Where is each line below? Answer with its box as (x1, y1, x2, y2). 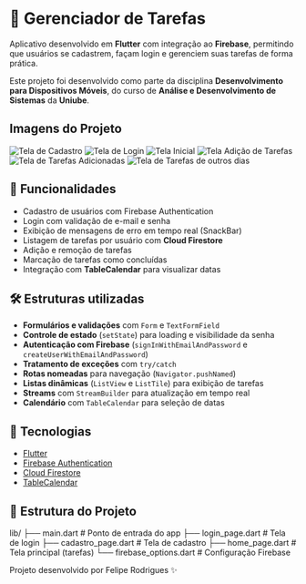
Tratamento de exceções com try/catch (22, 359, 177, 370)
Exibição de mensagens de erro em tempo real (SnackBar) (22, 225, 243, 236)
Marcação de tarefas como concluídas (22, 254, 168, 265)
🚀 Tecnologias (9, 424, 92, 439)
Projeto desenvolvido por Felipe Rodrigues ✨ (9, 565, 178, 575)
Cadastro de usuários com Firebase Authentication (22, 205, 214, 217)
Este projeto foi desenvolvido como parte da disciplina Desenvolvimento (9, 75, 284, 86)
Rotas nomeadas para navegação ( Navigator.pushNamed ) (22, 368, 237, 379)
